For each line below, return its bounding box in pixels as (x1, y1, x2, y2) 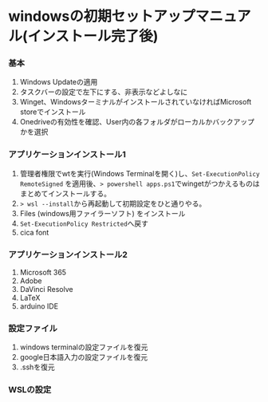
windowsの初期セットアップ (8, 7, 195, 26)
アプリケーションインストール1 (8, 149, 126, 160)
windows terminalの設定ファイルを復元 (19, 342, 148, 352)
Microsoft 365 (19, 268, 66, 278)
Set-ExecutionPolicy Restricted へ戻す (19, 219, 149, 228)
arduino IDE (19, 301, 58, 311)
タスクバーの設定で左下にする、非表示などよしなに (19, 87, 188, 97)
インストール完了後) (27, 27, 159, 45)
